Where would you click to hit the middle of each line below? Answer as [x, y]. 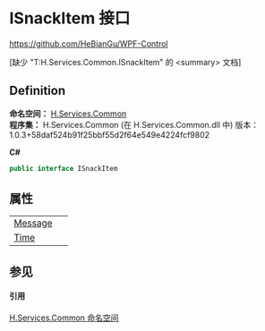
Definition [37, 91]
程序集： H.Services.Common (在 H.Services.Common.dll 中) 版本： [134, 124]
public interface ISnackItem [64, 168]
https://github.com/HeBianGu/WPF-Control [89, 43]
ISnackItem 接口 [70, 18]
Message [33, 223]
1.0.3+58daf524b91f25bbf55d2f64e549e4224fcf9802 [110, 134]
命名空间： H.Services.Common [68, 114]
